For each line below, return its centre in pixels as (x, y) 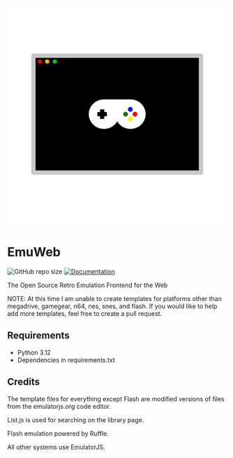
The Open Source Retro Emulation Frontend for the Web (88, 285)
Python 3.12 (34, 352)
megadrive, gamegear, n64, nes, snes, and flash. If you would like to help (112, 306)
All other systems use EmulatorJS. (57, 447)
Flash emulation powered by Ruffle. (58, 433)
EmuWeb (34, 252)
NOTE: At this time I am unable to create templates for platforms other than (114, 298)
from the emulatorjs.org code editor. (59, 406)
